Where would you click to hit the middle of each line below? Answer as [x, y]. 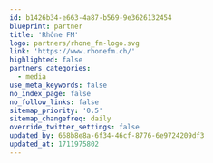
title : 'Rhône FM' [44, 34]
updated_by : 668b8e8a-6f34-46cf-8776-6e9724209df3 [107, 136]
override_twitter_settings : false [75, 128]
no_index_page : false [50, 93]
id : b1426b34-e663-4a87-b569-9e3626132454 [91, 18]
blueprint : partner [46, 26]
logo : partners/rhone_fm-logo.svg [75, 43]
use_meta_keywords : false [58, 85]
